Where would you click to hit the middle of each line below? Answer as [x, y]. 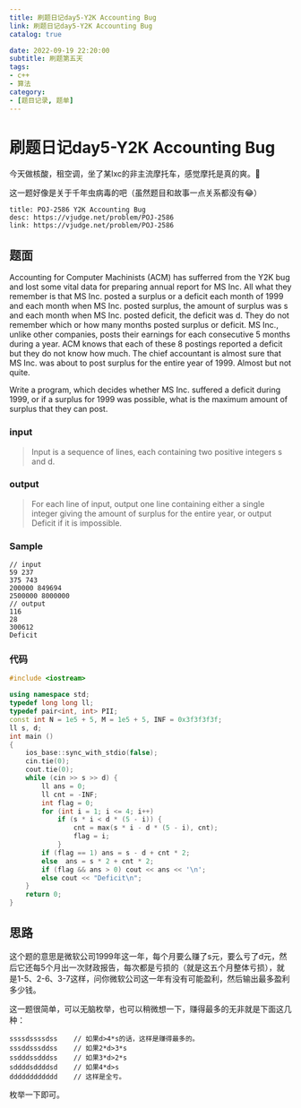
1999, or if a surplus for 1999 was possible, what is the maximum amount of [149, 399]
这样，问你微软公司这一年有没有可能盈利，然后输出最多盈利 [180, 978]
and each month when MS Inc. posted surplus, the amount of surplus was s [149, 306]
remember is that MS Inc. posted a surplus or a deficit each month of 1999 [146, 296]
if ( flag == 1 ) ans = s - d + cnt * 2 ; [116, 853]
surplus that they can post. [59, 409]
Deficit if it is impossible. [77, 523]
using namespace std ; [50, 695]
